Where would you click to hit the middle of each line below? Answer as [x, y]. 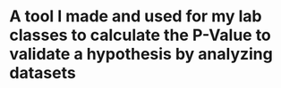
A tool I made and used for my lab [136, 16]
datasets [43, 73]
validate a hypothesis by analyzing [141, 54]
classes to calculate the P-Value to [140, 35]
